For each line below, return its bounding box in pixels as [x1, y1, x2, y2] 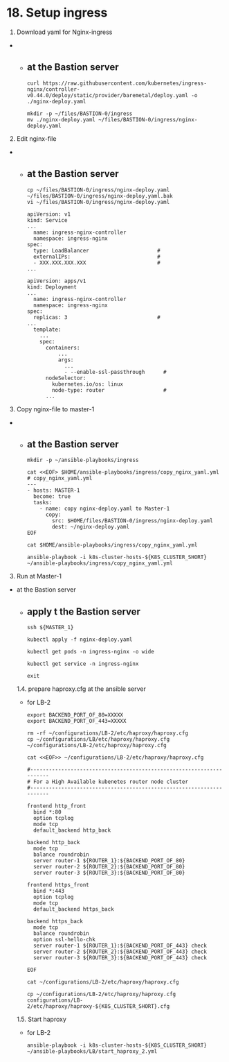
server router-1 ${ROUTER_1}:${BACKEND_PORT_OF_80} [33, 857, 185, 864]
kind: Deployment [26, 283, 77, 291]
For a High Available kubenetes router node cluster [33, 778, 188, 785]
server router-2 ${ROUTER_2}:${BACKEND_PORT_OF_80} [33, 864, 185, 871]
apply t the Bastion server [26, 606, 141, 617]
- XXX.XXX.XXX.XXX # [33, 259, 161, 266]
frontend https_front [26, 882, 89, 889]
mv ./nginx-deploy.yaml [26, 116, 96, 123]
